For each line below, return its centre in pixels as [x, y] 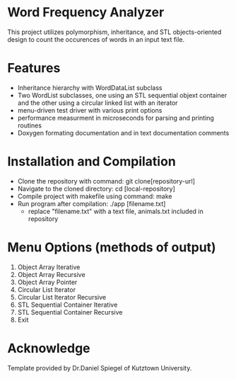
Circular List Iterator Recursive [62, 297]
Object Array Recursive [52, 274]
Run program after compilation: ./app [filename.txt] [92, 203]
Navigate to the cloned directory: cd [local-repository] [96, 188]
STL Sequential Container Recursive [70, 312]
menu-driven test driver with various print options [90, 110]
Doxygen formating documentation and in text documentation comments [123, 132]
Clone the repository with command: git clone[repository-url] [106, 181]
